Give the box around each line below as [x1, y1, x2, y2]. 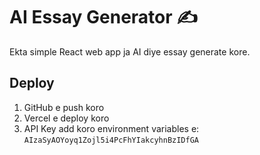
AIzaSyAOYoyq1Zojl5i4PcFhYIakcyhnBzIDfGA [23, 135, 199, 145]
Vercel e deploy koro [23, 112, 110, 124]
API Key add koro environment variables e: [23, 122, 200, 134]
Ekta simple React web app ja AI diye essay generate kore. [9, 45, 251, 58]
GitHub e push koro [23, 101, 105, 113]
